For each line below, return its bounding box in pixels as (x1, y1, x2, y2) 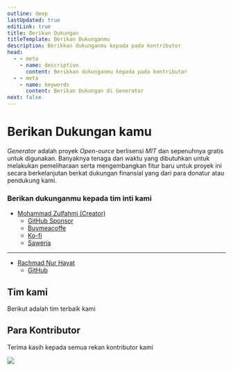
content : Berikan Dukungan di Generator (25, 87, 144, 94)
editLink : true (7, 23, 51, 30)
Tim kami (7, 286, 49, 298)
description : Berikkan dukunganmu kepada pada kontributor (7, 42, 182, 49)
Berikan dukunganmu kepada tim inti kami (7, 193, 153, 203)
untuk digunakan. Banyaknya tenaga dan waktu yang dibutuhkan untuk (7, 154, 210, 162)
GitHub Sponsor (27, 216, 74, 225)
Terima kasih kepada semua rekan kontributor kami (7, 343, 154, 351)
